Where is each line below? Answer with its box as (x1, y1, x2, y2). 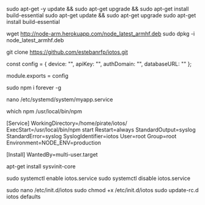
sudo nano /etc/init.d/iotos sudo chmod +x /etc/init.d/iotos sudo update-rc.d (6, 187, 199, 193)
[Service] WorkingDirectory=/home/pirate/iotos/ (6, 119, 127, 127)
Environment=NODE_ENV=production (6, 139, 102, 146)
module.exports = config (6, 72, 69, 79)
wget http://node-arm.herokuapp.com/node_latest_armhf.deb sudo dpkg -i (6, 30, 195, 37)
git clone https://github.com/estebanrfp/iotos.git (6, 48, 129, 56)
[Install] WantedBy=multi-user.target (6, 151, 98, 158)
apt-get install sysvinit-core (6, 163, 76, 170)
